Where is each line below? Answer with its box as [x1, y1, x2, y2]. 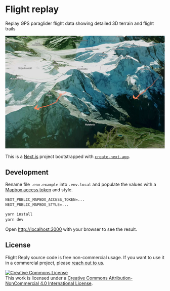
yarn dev [5, 217, 24, 222]
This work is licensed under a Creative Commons [5, 275, 108, 281]
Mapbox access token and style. [5, 187, 73, 193]
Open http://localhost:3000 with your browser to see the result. [5, 226, 138, 232]
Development [5, 168, 49, 177]
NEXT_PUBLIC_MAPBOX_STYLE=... [5, 202, 69, 207]
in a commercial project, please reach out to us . [5, 260, 105, 266]
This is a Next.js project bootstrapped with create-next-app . [5, 153, 131, 159]
